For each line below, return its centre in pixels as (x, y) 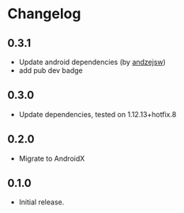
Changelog (44, 14)
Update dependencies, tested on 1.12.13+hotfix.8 (98, 114)
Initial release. (41, 202)
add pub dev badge (51, 70)
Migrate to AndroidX (52, 158)
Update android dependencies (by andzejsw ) (92, 62)
